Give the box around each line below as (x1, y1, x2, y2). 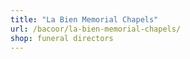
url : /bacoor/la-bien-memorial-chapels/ (10, 24, 182, 34)
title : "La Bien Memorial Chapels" (10, 14, 159, 25)
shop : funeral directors (10, 33, 114, 43)
